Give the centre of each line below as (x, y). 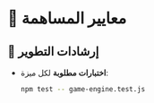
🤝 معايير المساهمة (67, 18)
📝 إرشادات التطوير (53, 51)
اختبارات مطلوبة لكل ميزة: (64, 73)
